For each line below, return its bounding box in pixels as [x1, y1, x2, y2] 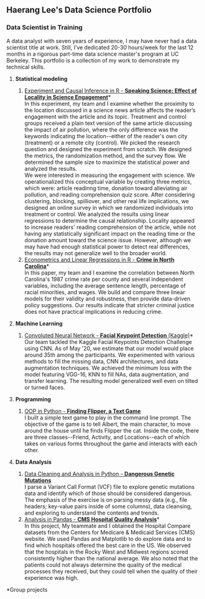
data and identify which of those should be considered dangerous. [24, 489, 193, 497]
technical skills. [6, 63, 45, 70]
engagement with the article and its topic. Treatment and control [24, 113, 187, 120]
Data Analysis [15, 458, 52, 466]
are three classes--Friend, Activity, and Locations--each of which [24, 433, 190, 441]
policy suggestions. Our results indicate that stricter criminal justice [24, 301, 195, 308]
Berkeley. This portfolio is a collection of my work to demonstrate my [6, 56, 180, 64]
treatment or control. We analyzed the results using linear [24, 210, 170, 218]
